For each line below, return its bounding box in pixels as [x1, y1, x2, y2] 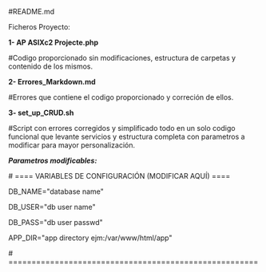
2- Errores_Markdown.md [8, 77, 96, 86]
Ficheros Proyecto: [8, 22, 70, 31]
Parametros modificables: [8, 156, 97, 165]
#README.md [8, 7, 54, 16]
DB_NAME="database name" [8, 187, 104, 196]
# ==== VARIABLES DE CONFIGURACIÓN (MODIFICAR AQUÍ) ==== [8, 171, 231, 180]
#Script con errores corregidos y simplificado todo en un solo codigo [8, 124, 236, 132]
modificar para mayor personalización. [8, 140, 136, 150]
